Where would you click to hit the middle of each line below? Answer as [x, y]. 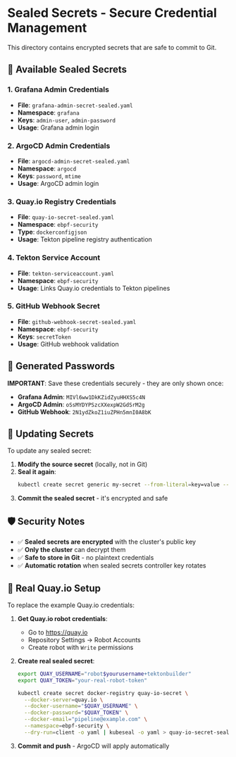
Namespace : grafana [48, 112]
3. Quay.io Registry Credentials [62, 201]
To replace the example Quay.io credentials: [71, 605]
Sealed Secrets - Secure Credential [112, 13]
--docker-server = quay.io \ [64, 700]
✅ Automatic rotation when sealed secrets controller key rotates [112, 565]
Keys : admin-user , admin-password [67, 120]
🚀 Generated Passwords [61, 367]
